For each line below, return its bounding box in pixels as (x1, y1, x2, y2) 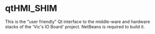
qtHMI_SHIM (5, 3, 57, 14)
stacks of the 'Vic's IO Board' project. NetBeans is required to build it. (5, 23, 145, 29)
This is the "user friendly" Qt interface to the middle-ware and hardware (5, 19, 150, 24)
